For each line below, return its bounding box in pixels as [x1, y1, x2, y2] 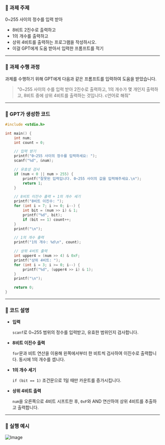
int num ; [14, 136, 32, 140]
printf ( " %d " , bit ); [23, 212, 63, 217]
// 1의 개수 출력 [14, 235, 44, 240]
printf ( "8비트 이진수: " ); [14, 199, 64, 204]
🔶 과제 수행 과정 [5, 64, 40, 70]
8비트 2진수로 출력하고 [12, 27, 56, 33]
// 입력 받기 [14, 149, 37, 154]
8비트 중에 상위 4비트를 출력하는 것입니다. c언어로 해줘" [24, 92, 131, 98]
